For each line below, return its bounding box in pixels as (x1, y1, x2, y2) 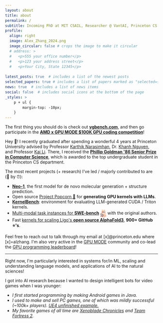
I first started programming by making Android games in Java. (12, 292, 137, 298)
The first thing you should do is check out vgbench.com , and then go (5, 124, 145, 130)
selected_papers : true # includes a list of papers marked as (5, 80, 133, 84)
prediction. (12, 189, 34, 194)
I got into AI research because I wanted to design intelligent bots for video (5, 277, 153, 283)
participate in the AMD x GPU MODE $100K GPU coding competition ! (5, 129, 145, 135)
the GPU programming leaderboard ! (5, 244, 77, 250)
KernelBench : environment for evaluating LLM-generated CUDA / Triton (12, 199, 156, 205)
